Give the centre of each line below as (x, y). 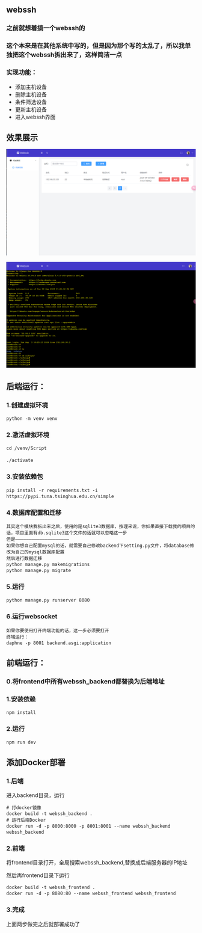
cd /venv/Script (26, 448)
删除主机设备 (31, 94)
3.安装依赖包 (25, 476)
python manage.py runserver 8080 (48, 600)
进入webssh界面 (35, 117)
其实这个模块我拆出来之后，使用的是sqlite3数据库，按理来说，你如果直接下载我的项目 (99, 526)
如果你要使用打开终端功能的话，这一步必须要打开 (58, 630)
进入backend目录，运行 (35, 795)
